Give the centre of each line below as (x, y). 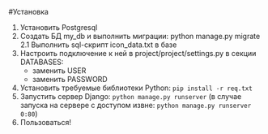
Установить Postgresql (59, 27)
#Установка (28, 12)
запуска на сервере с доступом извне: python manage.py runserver (136, 105)
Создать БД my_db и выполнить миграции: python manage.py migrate (140, 36)
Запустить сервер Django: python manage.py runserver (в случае (131, 96)
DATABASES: (42, 62)
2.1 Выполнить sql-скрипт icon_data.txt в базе (98, 45)
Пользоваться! (45, 122)
